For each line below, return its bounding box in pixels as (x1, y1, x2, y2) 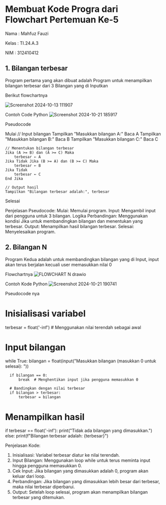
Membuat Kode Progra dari (5, 3, 118, 15)
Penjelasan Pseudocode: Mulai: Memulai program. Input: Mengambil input (5, 207, 156, 213)
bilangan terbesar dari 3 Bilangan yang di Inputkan (5, 83, 108, 88)
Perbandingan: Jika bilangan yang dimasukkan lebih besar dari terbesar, (12, 479, 160, 485)
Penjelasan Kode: (5, 442, 41, 448)
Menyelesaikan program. (5, 229, 56, 235)
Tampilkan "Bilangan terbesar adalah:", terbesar (5, 189, 110, 194)
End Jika (5, 176, 23, 181)
